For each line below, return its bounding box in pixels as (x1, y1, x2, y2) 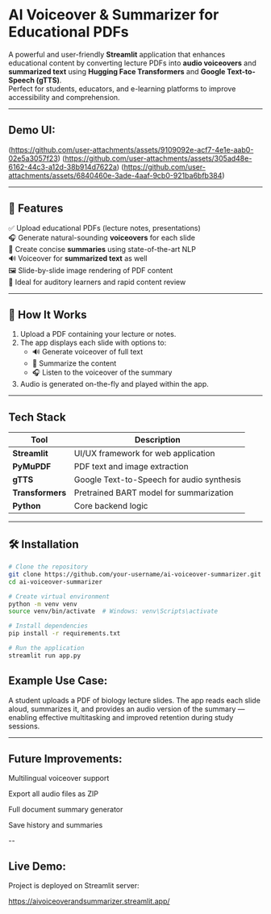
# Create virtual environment (8, 592, 110, 601)
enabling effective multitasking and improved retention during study (8, 712, 234, 722)
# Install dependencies (8, 622, 89, 631)
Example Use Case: (8, 674, 108, 688)
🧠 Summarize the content (31, 358, 117, 368)
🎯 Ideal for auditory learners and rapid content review (8, 277, 186, 287)
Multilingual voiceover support (8, 774, 110, 783)
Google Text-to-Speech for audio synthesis (73, 474, 242, 485)
